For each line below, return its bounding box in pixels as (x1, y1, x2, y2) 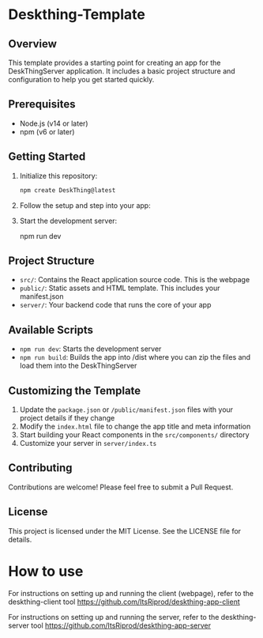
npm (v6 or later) (19, 126, 75, 136)
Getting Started (8, 150, 86, 164)
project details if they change (19, 413, 115, 422)
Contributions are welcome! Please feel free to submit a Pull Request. (8, 482, 234, 492)
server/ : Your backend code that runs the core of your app (19, 300, 212, 310)
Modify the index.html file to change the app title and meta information (19, 421, 251, 431)
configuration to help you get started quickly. (8, 75, 155, 84)
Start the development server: (19, 216, 118, 225)
